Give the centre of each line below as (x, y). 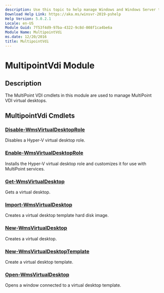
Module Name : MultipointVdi (34, 32)
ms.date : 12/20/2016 (26, 37)
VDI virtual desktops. (26, 100)
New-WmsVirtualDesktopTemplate (47, 251)
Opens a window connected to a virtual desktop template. (63, 285)
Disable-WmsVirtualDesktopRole (45, 130)
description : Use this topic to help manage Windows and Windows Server (81, 10)
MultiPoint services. (25, 168)
